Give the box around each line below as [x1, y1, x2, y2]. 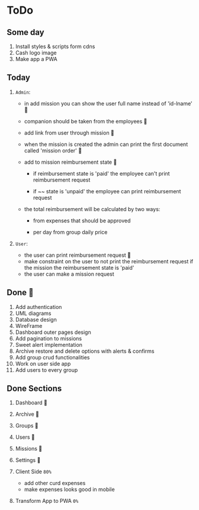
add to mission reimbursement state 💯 [24, 158, 117, 165]
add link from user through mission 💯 [24, 129, 115, 136]
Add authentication [15, 303, 62, 310]
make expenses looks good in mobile [24, 486, 115, 493]
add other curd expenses [24, 480, 86, 487]
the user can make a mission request [24, 270, 114, 278]
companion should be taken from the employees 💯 [24, 117, 147, 125]
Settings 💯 [15, 457, 41, 464]
